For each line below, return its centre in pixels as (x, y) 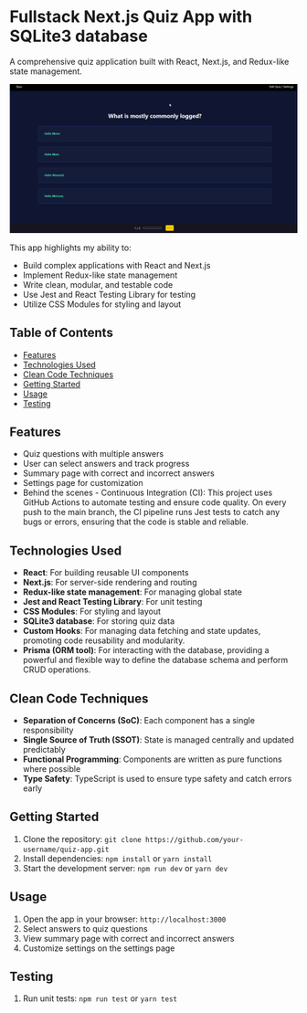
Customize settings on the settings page (99, 948)
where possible (52, 769)
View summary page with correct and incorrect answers (128, 938)
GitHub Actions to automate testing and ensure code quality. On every (154, 502)
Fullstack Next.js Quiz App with (131, 17)
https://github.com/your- (194, 839)
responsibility (48, 730)
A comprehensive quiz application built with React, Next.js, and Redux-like (149, 61)
